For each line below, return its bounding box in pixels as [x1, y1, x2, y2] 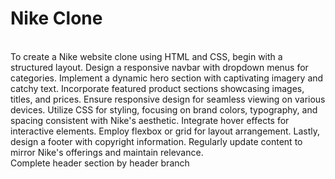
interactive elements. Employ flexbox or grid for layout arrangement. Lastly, [10, 125, 321, 137]
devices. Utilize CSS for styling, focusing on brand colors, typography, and [10, 103, 318, 116]
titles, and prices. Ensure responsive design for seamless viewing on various [10, 93, 326, 105]
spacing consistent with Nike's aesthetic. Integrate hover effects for [10, 114, 290, 126]
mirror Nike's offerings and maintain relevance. [10, 146, 204, 158]
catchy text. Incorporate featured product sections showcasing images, [10, 82, 305, 94]
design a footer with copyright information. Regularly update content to [10, 135, 303, 147]
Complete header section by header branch [10, 157, 190, 169]
